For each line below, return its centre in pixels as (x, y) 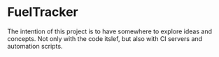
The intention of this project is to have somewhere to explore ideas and (109, 31)
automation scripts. (35, 46)
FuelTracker (43, 12)
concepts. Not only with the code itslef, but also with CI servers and (105, 38)
